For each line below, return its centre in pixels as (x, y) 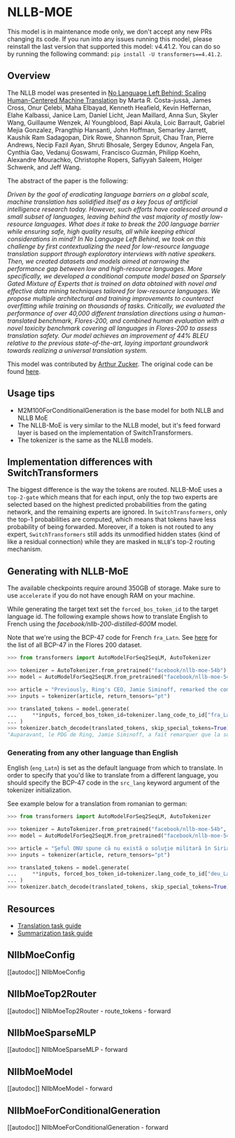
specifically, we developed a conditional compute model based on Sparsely (116, 276)
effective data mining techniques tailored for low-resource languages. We (114, 290)
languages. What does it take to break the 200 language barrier (127, 224)
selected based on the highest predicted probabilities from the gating (107, 505)
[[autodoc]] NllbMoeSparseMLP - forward (67, 1050)
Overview (29, 76)
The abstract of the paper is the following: (67, 181)
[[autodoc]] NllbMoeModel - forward (60, 1088)
